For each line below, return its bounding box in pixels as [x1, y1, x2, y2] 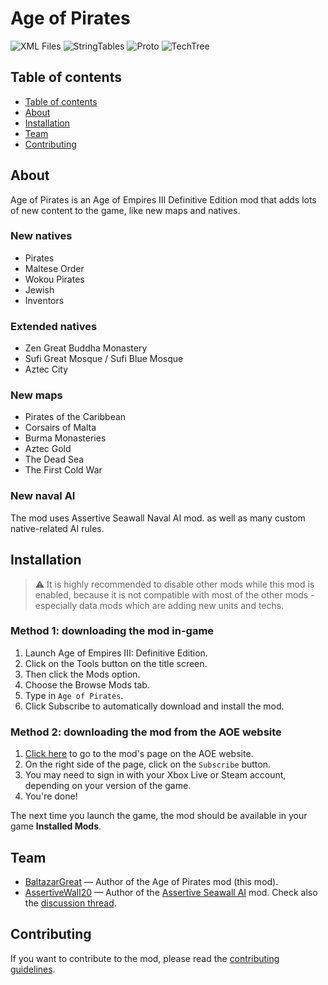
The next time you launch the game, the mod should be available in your [10, 810, 308, 822]
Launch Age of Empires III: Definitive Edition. [24, 647, 208, 659]
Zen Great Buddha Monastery [24, 342, 148, 354]
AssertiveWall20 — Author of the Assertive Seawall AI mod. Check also [24, 886, 318, 898]
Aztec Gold [24, 443, 72, 455]
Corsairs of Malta [24, 422, 97, 434]
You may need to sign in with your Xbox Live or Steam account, [24, 769, 287, 781]
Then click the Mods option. [24, 668, 141, 680]
